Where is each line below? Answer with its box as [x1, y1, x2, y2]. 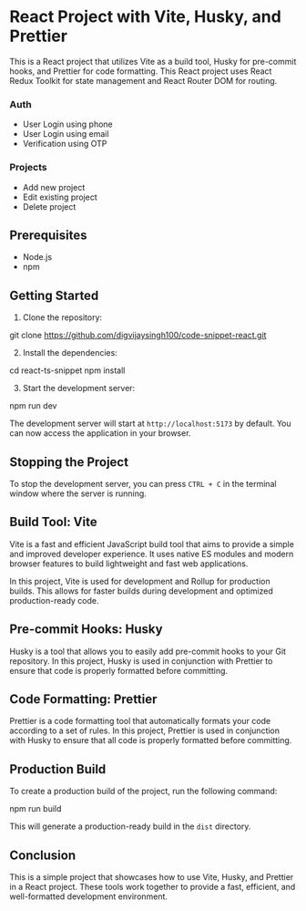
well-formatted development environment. [9, 891, 168, 902]
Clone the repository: [22, 312, 103, 323]
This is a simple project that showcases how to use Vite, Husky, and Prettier [9, 872, 294, 883]
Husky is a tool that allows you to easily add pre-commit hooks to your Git [9, 646, 287, 657]
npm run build [9, 803, 62, 814]
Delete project [22, 201, 76, 212]
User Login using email [22, 129, 109, 140]
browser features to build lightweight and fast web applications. [9, 558, 249, 569]
